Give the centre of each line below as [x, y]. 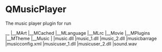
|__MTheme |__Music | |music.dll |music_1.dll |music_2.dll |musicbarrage [81, 38]
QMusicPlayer [36, 9]
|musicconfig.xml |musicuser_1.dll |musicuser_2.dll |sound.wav [71, 43]
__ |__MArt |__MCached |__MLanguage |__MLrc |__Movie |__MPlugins [78, 33]
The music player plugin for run [38, 23]
